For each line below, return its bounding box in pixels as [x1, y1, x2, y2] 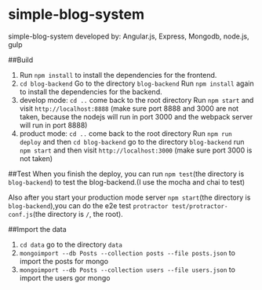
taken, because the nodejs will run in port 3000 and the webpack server [19, 112, 253, 121]
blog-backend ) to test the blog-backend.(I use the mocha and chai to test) [8, 177, 246, 186]
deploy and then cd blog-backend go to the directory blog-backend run [19, 137, 245, 146]
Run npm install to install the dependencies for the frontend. [19, 70, 217, 79]
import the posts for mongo [19, 256, 108, 266]
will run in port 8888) [19, 120, 88, 130]
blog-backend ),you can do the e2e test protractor [8, 200, 169, 210]
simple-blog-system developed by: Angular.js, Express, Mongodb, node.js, [8, 31, 249, 41]
